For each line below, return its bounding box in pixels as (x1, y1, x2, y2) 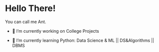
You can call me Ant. (5, 19, 46, 25)
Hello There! (5, 3, 56, 14)
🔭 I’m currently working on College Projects (12, 28, 99, 34)
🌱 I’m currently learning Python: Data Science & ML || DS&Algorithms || (12, 37, 155, 43)
